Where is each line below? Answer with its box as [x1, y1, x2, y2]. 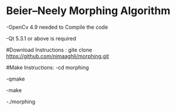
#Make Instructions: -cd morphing [6, 63, 89, 71]
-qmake [6, 75, 25, 82]
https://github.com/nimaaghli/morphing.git [6, 52, 109, 59]
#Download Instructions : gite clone [6, 46, 92, 53]
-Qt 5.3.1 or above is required [6, 35, 77, 42]
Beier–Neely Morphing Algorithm [6, 4, 171, 18]
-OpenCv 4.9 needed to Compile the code [6, 23, 108, 31]
